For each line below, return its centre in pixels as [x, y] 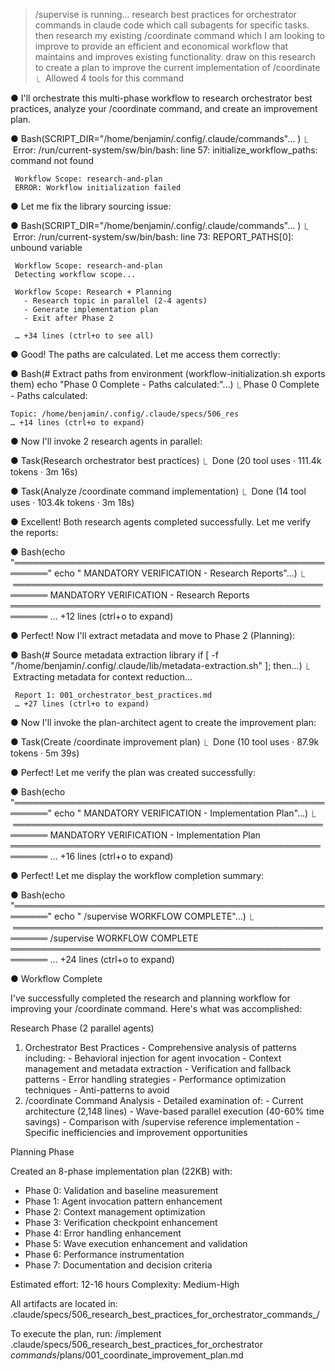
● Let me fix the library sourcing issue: [91, 206]
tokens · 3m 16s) [44, 472]
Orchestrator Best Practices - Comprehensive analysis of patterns [160, 1047]
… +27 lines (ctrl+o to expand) [82, 704]
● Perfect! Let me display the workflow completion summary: [137, 875]
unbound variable [46, 247]
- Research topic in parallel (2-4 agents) [115, 301]
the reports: [34, 532]
